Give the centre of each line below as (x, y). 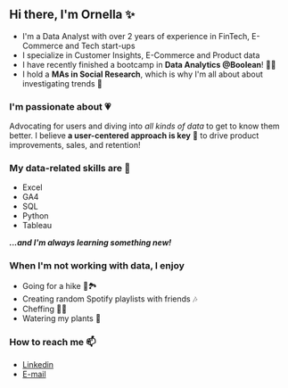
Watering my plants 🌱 (61, 318)
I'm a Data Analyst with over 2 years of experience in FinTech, (136, 36)
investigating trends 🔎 (62, 83)
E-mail (34, 374)
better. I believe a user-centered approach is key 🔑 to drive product (134, 136)
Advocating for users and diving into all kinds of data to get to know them (144, 126)
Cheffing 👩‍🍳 (44, 309)
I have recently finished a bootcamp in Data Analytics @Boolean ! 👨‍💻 (149, 64)
